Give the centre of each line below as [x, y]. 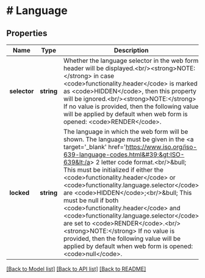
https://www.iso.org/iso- [161, 147]
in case [104, 76]
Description [131, 50]
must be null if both [91, 200]
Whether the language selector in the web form [131, 60]
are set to [77, 223]
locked [20, 193]
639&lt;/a [77, 162]
